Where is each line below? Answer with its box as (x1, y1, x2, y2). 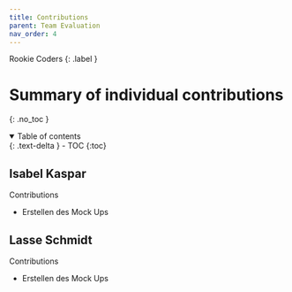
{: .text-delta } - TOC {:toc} (9, 141, 108, 151)
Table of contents (17, 131, 81, 142)
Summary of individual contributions (9, 85, 284, 104)
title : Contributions (9, 12, 89, 22)
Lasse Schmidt (9, 232, 93, 248)
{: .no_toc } (9, 114, 49, 125)
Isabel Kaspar (9, 165, 86, 181)
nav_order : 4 (9, 29, 57, 38)
